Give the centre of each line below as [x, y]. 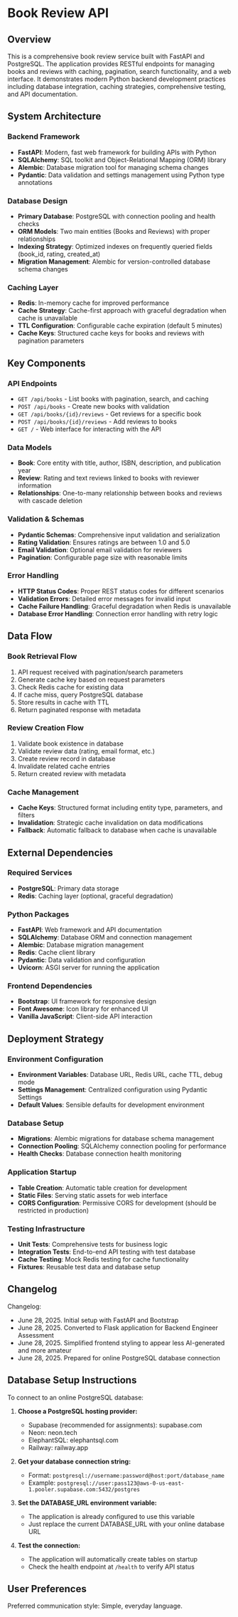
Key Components [47, 363]
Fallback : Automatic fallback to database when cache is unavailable [117, 830]
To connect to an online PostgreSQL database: [76, 1397]
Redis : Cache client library [56, 952]
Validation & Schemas [46, 519]
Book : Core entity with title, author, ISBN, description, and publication [119, 463]
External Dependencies [60, 853]
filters [26, 815]
